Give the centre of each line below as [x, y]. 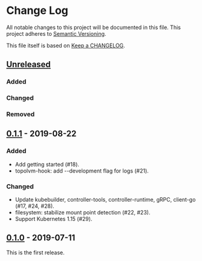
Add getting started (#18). [47, 164]
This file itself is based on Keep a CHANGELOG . [66, 45]
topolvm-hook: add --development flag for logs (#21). [82, 171]
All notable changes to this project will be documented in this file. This [94, 27]
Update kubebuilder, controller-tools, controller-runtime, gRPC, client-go [105, 200]
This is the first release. [35, 253]
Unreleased [29, 64]
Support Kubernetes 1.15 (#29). [54, 219]
